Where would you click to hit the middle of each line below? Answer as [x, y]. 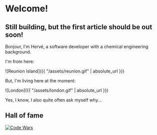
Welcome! [27, 9]
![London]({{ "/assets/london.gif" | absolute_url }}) [57, 90]
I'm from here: [20, 62]
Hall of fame [24, 115]
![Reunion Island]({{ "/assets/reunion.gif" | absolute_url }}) [65, 71]
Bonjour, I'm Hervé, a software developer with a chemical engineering [77, 47]
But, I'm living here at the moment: [40, 81]
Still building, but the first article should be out [79, 27]
